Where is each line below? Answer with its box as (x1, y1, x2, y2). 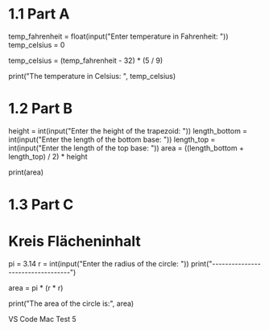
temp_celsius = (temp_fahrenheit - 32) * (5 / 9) (8, 56, 163, 65)
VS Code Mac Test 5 (8, 315, 77, 324)
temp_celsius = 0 (8, 39, 65, 49)
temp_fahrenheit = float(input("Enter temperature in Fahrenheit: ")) (8, 31, 229, 41)
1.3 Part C (8, 196, 74, 214)
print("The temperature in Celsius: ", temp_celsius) (8, 71, 176, 80)
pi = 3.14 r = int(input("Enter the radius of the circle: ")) (8, 259, 189, 268)
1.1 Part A (8, 5, 70, 23)
